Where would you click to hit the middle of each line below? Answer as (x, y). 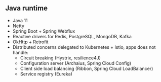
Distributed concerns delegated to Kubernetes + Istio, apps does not (84, 47)
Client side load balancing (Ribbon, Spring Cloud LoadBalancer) (87, 68)
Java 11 (20, 20)
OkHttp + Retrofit (30, 42)
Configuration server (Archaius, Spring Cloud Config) (76, 63)
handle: (21, 52)
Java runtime (27, 8)
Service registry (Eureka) (46, 74)
